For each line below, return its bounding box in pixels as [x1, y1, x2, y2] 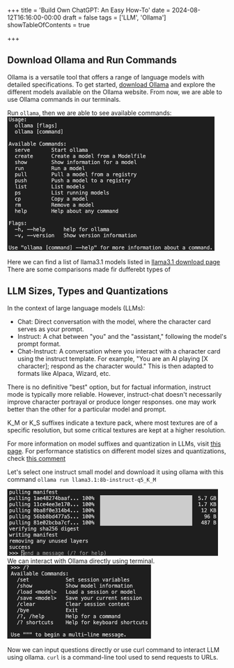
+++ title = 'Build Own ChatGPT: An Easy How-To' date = [7, 6, 171, 14]
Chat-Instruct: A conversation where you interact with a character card [17, 347, 221, 355]
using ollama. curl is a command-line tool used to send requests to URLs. [7, 653, 219, 661]
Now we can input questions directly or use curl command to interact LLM [7, 645, 220, 654]
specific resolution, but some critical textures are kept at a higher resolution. [7, 425, 226, 434]
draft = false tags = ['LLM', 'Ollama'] [62, 13, 166, 22]
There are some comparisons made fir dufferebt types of [7, 265, 171, 273]
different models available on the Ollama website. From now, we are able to [7, 87, 223, 96]
